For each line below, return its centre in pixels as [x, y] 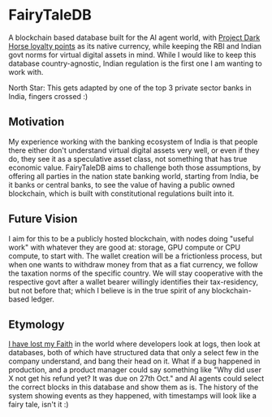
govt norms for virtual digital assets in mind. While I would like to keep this [132, 54]
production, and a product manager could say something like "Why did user [135, 370]
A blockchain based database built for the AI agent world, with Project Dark [134, 37]
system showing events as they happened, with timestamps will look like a [133, 396]
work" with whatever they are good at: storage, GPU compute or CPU [125, 247]
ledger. [43, 299]
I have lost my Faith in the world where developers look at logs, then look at [134, 344]
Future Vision [43, 219]
